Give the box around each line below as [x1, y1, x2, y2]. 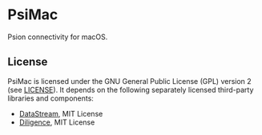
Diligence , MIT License [18, 117, 95, 127]
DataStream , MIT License [18, 109, 103, 118]
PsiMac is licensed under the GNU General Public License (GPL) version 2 [7, 76, 252, 85]
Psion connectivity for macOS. [7, 32, 108, 42]
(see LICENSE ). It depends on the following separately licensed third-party [7, 85, 254, 94]
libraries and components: [7, 93, 94, 103]
